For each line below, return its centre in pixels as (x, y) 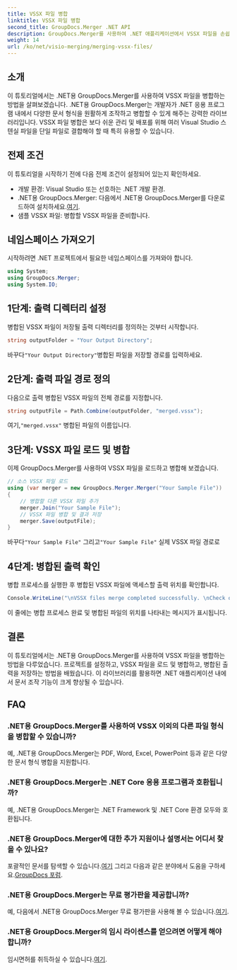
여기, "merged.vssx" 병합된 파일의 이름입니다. (69, 425)
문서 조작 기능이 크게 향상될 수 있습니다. (69, 682)
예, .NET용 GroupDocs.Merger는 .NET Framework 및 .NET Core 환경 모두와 (114, 809)
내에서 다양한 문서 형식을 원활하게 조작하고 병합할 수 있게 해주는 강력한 (111, 113)
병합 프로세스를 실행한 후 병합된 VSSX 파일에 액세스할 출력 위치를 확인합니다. (113, 585)
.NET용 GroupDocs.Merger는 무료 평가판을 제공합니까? (98, 894)
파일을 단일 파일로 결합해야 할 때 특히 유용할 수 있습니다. (97, 131)
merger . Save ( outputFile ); (58, 521)
